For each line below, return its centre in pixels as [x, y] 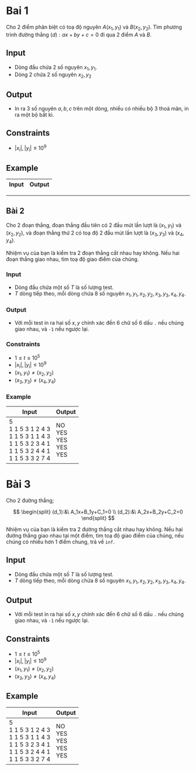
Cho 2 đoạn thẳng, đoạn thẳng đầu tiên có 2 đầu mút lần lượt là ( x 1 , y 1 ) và [94, 226]
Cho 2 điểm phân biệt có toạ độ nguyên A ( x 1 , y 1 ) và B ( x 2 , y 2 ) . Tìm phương [94, 27]
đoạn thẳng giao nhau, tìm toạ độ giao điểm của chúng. [72, 259]
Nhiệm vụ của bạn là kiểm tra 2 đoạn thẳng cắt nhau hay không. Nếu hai [93, 253]
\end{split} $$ [98, 518]
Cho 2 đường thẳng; [30, 500]
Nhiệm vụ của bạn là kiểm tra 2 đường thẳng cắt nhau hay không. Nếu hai [94, 529]
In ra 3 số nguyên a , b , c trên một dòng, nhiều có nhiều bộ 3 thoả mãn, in [101, 108]
